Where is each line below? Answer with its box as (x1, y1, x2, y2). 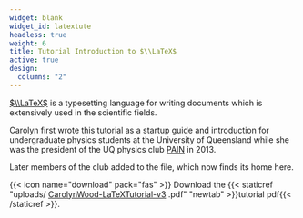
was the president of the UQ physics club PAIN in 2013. (9, 144, 217, 154)
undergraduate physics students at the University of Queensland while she (9, 134, 289, 145)
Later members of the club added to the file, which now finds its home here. (9, 161, 294, 173)
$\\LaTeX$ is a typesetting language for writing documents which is (9, 97, 263, 108)
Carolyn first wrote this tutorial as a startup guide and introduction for (9, 124, 270, 135)
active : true (9, 55, 59, 64)
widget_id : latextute (9, 22, 92, 31)
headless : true (9, 30, 67, 39)
